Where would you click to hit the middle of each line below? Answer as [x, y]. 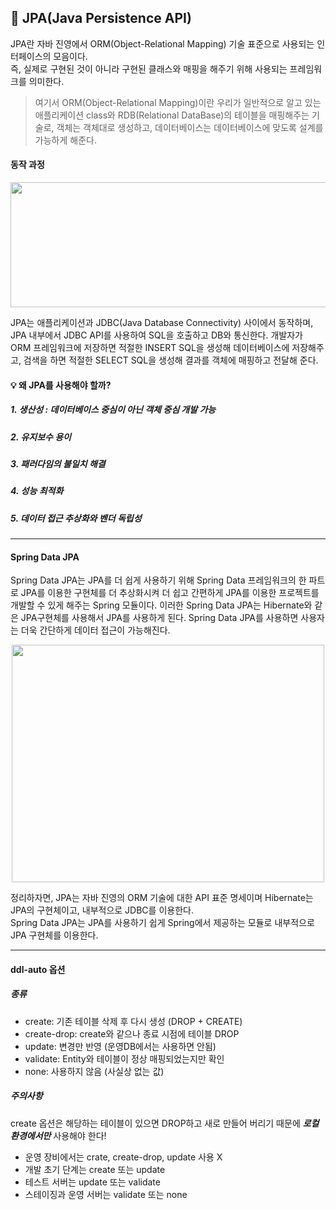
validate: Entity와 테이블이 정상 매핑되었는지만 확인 [124, 1058]
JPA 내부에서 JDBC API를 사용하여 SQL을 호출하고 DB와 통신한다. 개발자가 [156, 335]
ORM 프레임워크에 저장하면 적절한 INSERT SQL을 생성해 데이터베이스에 [150, 348]
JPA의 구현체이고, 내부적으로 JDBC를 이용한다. [102, 910]
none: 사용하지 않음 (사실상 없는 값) [94, 1071]
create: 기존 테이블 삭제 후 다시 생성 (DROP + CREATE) [133, 1021]
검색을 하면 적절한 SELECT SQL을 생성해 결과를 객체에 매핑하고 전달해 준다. [171, 360]
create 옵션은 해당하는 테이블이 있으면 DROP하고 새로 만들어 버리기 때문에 [155, 1123]
